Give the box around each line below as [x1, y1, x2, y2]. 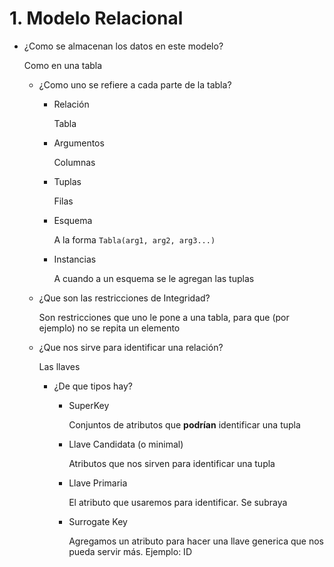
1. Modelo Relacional [9, 7, 184, 30]
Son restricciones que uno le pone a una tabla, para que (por [38, 311, 290, 323]
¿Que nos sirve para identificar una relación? [38, 341, 224, 353]
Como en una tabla [23, 59, 103, 71]
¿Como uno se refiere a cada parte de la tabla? [38, 78, 232, 91]
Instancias [53, 253, 97, 265]
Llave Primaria [68, 477, 128, 489]
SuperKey [68, 399, 110, 411]
